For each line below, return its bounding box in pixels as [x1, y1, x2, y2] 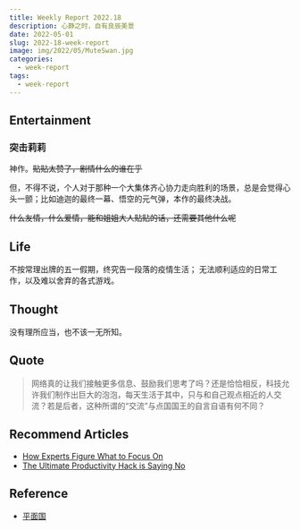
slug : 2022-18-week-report [9, 38, 110, 47]
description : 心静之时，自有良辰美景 [9, 21, 135, 30]
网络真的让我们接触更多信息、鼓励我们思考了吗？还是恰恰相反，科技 [30, 378, 282, 389]
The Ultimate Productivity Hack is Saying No [21, 460, 186, 471]
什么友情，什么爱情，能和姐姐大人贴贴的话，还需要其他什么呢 [9, 212, 237, 224]
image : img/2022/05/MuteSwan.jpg [9, 47, 134, 56]
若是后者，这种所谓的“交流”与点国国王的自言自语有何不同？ [46, 400, 266, 411]
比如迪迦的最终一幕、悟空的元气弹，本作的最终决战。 [39, 193, 237, 204]
